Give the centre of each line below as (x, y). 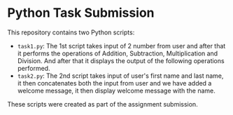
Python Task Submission (81, 13)
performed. (34, 68)
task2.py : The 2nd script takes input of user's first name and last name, (120, 76)
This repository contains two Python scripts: (71, 32)
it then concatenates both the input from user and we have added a (114, 83)
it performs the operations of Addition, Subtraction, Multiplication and (118, 53)
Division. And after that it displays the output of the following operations (121, 60)
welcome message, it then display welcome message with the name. (116, 90)
